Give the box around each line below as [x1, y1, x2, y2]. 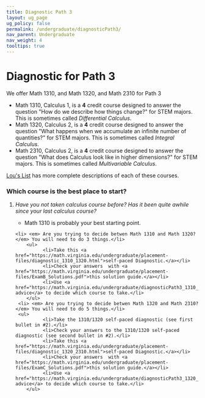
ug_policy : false [6, 20, 51, 26]
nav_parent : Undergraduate [6, 32, 75, 38]
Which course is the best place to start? [6, 187, 127, 196]
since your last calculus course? [15, 207, 97, 215]
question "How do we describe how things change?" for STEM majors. [15, 108, 193, 115]
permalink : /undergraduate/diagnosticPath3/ [6, 26, 121, 32]
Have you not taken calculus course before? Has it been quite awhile [15, 201, 189, 208]
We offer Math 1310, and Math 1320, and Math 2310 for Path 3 [6, 89, 162, 97]
